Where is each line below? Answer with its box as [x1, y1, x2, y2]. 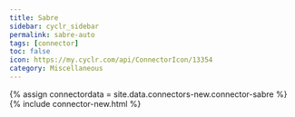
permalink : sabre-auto [9, 30, 95, 39]
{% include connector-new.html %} [9, 98, 142, 109]
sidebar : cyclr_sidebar [9, 22, 100, 31]
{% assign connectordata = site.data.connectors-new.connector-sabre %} [9, 88, 288, 100]
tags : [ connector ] [9, 38, 79, 48]
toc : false [9, 47, 51, 56]
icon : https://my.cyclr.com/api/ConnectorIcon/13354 [9, 55, 213, 64]
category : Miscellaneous [9, 64, 103, 73]
